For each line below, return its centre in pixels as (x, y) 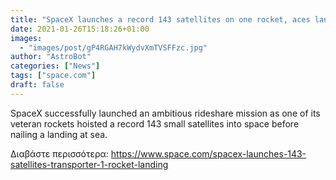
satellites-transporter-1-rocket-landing (89, 164)
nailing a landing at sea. (59, 134)
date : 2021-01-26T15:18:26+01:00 (80, 29)
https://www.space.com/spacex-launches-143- (208, 153)
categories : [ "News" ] (55, 66)
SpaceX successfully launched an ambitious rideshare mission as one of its (165, 113)
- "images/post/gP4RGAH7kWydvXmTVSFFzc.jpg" (113, 47)
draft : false (37, 85)
